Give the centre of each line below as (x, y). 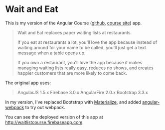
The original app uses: (28, 83)
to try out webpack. (45, 107)
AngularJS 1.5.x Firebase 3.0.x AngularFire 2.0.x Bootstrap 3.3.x (82, 92)
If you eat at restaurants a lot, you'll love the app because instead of (87, 42)
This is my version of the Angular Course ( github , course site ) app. (74, 23)
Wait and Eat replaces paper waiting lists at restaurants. (75, 32)
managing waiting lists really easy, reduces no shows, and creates (85, 68)
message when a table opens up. (51, 53)
